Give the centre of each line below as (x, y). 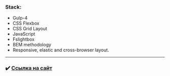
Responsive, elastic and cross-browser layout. (61, 50)
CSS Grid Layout (30, 29)
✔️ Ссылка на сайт (29, 68)
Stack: (13, 7)
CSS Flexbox (26, 23)
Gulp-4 (20, 18)
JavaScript (24, 34)
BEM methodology (32, 45)
